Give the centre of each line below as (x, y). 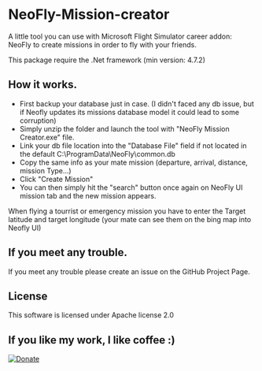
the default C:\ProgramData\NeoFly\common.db (97, 154)
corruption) (38, 121)
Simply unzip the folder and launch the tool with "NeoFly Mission (124, 128)
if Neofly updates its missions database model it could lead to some (129, 112)
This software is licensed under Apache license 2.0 (91, 315)
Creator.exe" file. (47, 137)
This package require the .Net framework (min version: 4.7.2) (107, 60)
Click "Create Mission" (56, 179)
